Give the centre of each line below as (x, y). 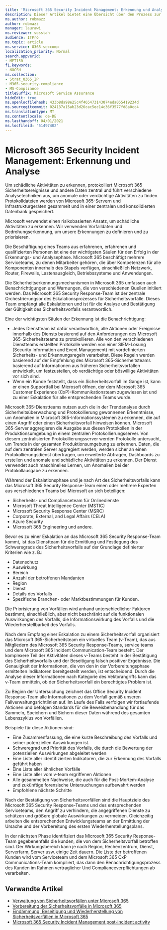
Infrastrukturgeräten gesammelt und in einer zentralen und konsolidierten (80, 206)
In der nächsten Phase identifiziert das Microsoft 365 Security (69, 836)
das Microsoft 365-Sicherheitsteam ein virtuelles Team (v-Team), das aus (80, 640)
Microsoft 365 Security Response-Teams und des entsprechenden (73, 805)
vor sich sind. (26, 376)
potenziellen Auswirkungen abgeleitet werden (59, 753)
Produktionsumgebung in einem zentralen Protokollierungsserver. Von (77, 433)
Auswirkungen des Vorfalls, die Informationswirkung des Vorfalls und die (80, 619)
